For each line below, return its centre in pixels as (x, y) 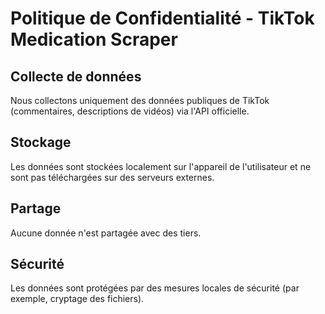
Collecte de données (76, 76)
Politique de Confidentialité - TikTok (162, 18)
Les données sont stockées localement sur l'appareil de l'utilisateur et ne (161, 166)
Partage (36, 208)
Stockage (41, 142)
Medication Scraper (94, 39)
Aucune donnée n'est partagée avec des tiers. (106, 233)
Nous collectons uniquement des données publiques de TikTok (140, 100)
